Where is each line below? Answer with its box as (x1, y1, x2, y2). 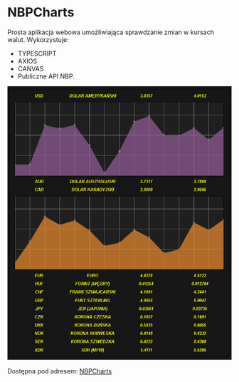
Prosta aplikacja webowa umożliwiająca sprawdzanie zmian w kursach (7, 28, 215, 36)
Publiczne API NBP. (17, 72, 75, 81)
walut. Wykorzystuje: (7, 35, 69, 43)
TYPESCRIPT (17, 49, 57, 58)
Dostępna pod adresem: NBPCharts (7, 366, 112, 375)
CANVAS (17, 64, 44, 73)
